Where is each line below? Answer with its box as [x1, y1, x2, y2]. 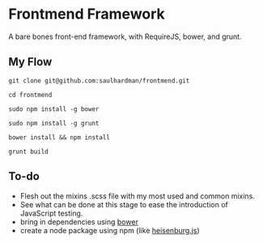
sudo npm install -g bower [8, 104, 100, 113]
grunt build [8, 147, 49, 156]
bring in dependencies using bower [19, 216, 139, 227]
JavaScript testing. [19, 208, 83, 218]
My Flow [8, 55, 53, 69]
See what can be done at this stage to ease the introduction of [19, 199, 228, 209]
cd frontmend [8, 91, 53, 99]
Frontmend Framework [8, 5, 166, 23]
